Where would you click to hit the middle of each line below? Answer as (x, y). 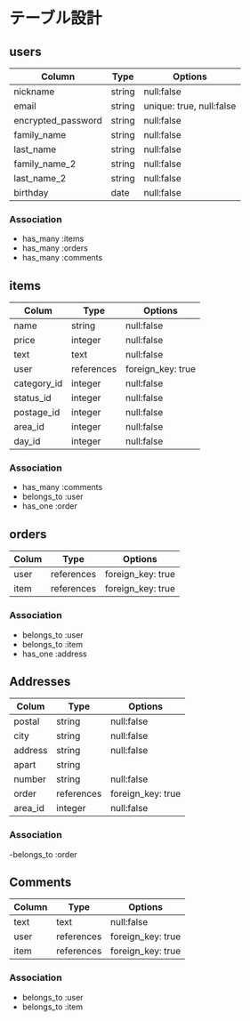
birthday (31, 193)
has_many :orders (55, 248)
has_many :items (53, 239)
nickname (34, 92)
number (30, 779)
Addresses (40, 681)
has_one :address (54, 654)
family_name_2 (45, 164)
